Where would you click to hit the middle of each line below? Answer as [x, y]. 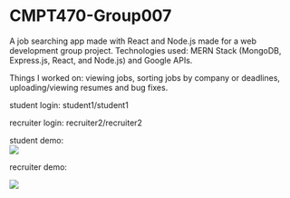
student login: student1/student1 [69, 104]
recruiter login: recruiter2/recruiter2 [76, 123]
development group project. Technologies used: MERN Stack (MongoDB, [145, 50]
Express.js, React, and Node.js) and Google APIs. [101, 60]
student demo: [37, 140]
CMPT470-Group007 [91, 16]
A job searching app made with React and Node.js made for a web [133, 41]
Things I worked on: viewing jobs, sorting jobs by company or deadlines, [145, 77]
